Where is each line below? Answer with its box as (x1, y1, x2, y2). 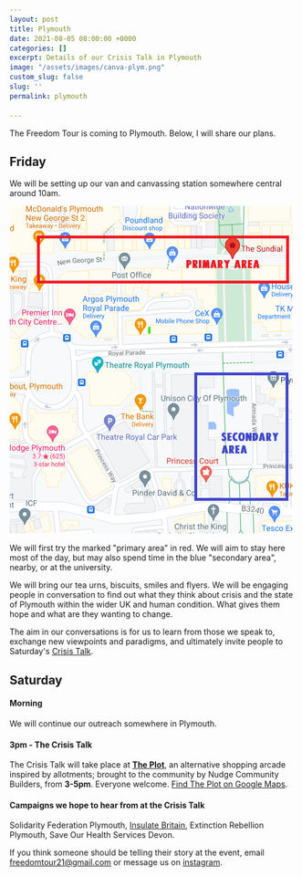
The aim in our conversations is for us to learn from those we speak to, (9, 626, 276, 638)
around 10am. (9, 188, 61, 199)
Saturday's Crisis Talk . (9, 646, 94, 657)
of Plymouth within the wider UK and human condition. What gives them (9, 599, 280, 611)
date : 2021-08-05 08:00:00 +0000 (9, 34, 137, 43)
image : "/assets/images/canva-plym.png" (9, 63, 166, 72)
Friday (9, 153, 47, 169)
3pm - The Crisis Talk (9, 739, 93, 750)
